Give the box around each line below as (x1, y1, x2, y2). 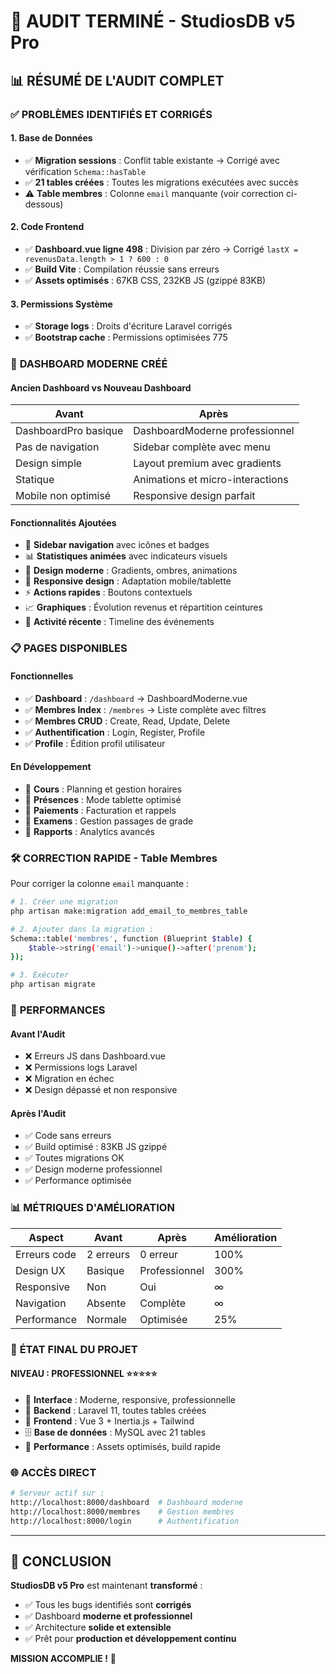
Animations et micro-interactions (133, 473, 289, 487)
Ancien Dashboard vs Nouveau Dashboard (10, 381, 192, 394)
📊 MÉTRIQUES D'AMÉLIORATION (10, 1201, 175, 1215)
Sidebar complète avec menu (133, 440, 271, 454)
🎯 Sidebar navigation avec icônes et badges (24, 539, 210, 551)
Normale (86, 1312, 128, 1326)
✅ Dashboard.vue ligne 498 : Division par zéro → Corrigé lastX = (24, 243, 299, 255)
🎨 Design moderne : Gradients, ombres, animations (24, 565, 238, 577)
